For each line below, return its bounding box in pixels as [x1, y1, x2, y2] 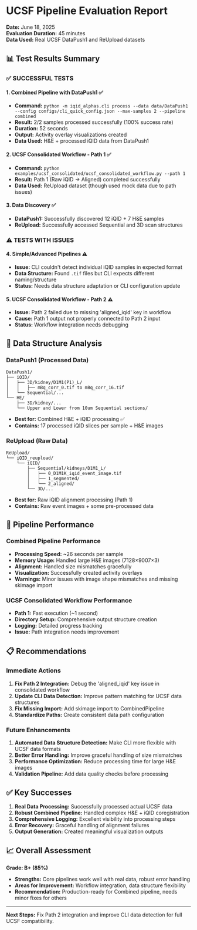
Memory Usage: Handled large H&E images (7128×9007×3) [14, 557, 159, 564]
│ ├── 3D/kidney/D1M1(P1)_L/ [6, 379, 83, 385]
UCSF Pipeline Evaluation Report [6, 4, 168, 18]
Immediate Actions [6, 666, 62, 675]
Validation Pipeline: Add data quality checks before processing [14, 770, 169, 777]
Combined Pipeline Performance [6, 537, 101, 545]
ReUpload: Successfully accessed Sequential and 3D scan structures [14, 221, 183, 228]
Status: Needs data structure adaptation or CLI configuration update [14, 282, 181, 289]
